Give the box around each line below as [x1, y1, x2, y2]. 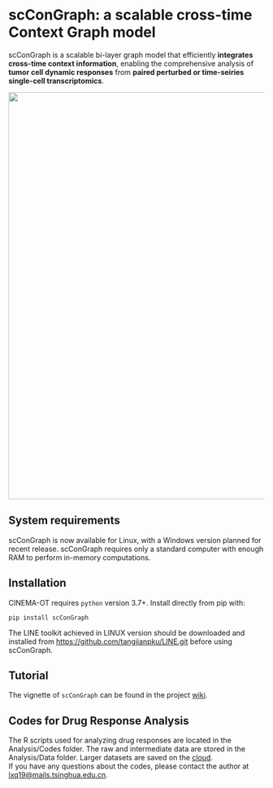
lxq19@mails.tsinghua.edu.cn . [8, 770, 108, 780]
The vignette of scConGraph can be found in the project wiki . [8, 690, 208, 700]
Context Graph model [8, 23, 156, 42]
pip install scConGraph [8, 613, 89, 622]
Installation [8, 576, 67, 590]
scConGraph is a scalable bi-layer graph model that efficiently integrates [8, 50, 253, 59]
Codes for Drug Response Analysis [8, 714, 189, 728]
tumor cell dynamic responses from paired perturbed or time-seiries [8, 67, 245, 77]
